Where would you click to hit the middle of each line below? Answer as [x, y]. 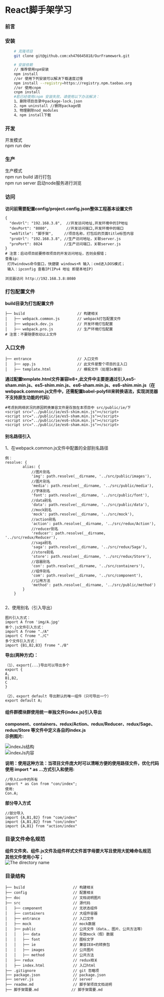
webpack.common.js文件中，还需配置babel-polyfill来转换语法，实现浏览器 [82, 391]
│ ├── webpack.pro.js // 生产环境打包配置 [59, 329]
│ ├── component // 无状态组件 [51, 908]
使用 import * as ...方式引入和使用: [40, 769]
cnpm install [27, 92]
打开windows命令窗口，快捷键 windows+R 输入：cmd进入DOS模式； [66, 264]
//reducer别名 [45, 529]
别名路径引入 [18, 436]
